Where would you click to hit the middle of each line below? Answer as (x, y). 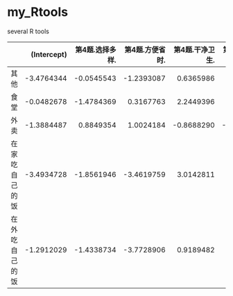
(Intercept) (49, 54)
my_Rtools (37, 12)
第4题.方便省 (145, 49)
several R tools (28, 31)
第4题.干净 (191, 49)
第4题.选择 (92, 49)
